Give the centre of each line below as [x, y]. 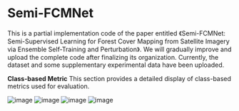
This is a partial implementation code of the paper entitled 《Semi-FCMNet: [117, 33]
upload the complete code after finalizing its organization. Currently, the [113, 57]
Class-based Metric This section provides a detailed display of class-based [119, 78]
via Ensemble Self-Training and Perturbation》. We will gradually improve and [119, 49]
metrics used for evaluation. [49, 86]
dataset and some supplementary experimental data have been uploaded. [116, 65]
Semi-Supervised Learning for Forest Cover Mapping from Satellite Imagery [118, 41]
